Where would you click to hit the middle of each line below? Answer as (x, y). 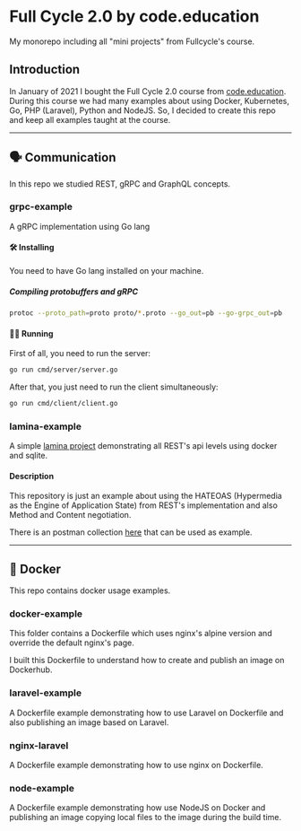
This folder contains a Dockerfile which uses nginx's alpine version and (141, 634)
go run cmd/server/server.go (64, 370)
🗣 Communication (63, 157)
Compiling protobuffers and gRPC (74, 291)
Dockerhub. (31, 669)
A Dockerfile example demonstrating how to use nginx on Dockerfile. (137, 765)
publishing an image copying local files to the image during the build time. (146, 818)
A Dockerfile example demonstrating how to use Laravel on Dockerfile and (146, 713)
